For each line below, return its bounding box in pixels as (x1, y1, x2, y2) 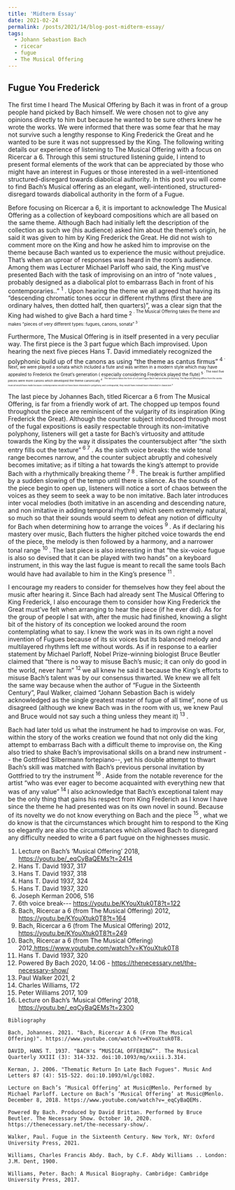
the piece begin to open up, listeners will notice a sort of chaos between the (8, 484, 227, 493)
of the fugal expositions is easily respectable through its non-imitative (8, 422, 209, 431)
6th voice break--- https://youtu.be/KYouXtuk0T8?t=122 (17, 898, 181, 908)
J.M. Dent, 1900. (8, 1158, 59, 1165)
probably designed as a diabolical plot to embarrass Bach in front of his (8, 278, 214, 286)
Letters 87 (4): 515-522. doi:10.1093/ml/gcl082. (8, 1072, 156, 1079)
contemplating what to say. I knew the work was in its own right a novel (8, 628, 213, 636)
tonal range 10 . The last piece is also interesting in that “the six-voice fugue (8, 545, 226, 554)
